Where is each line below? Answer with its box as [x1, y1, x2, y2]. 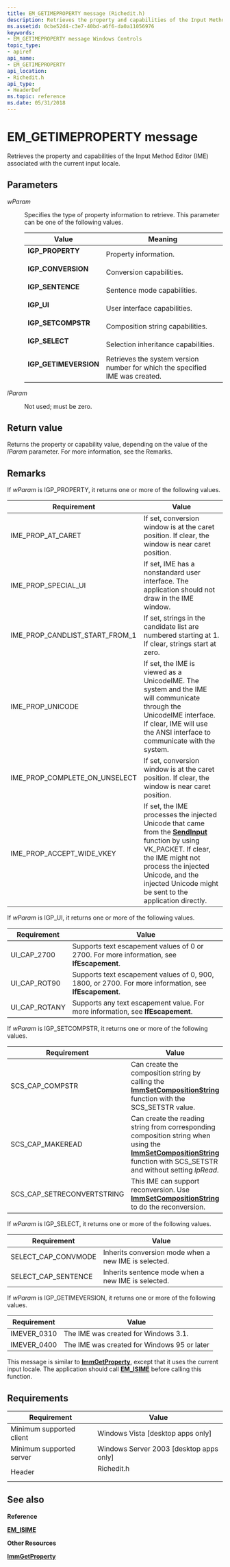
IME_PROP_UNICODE [10, 702, 79, 711]
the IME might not [143, 853, 201, 863]
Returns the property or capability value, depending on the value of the [7, 441, 207, 449]
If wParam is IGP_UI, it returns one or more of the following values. [7, 913, 195, 922]
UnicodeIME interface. [143, 711, 216, 720]
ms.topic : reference [7, 93, 66, 100]
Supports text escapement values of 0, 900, [72, 970, 214, 979]
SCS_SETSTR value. [131, 1102, 195, 1112]
